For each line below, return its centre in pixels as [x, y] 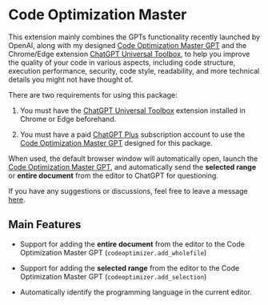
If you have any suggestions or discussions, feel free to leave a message [128, 191]
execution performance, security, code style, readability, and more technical [134, 70]
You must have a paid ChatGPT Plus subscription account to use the [132, 134]
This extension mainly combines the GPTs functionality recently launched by [134, 37]
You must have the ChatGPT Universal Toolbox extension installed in [132, 110]
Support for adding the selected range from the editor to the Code [130, 268]
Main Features [45, 225]
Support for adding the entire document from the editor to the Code [132, 244]
